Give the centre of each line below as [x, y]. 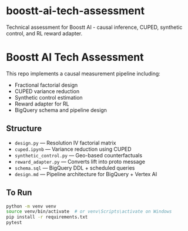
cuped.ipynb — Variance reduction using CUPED [73, 149]
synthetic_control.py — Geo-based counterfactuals [78, 155]
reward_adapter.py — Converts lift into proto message [80, 161]
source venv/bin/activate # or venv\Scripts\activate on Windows [89, 212]
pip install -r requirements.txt [47, 217]
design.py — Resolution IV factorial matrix [65, 143]
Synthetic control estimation [49, 97]
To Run [19, 193]
